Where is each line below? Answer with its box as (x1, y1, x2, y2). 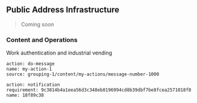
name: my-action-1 (6, 66, 52, 72)
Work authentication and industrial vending (6, 49, 113, 56)
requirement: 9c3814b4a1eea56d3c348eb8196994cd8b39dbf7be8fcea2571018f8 (6, 87, 192, 93)
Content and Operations (6, 35, 78, 44)
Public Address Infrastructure (6, 5, 120, 15)
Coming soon (20, 20, 54, 28)
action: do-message (6, 61, 55, 67)
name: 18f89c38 (6, 92, 44, 98)
